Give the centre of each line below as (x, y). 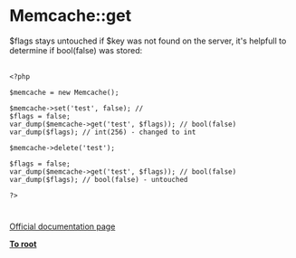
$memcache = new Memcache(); (64, 92)
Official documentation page (62, 226)
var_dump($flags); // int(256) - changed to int (103, 132)
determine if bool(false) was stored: (76, 50)
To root (23, 244)
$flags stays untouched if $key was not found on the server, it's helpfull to (148, 41)
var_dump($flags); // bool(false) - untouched (99, 179)
